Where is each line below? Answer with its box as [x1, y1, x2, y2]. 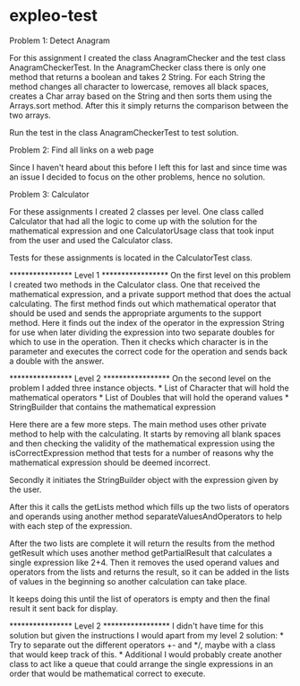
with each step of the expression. [9, 520, 133, 531]
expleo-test [9, 5, 99, 26]
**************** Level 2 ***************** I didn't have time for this [9, 620, 264, 631]
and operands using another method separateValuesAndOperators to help [9, 511, 282, 522]
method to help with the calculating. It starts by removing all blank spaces [9, 428, 281, 439]
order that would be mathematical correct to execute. [9, 668, 206, 679]
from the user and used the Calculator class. [9, 234, 173, 245]
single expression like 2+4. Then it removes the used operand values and [9, 557, 279, 567]
